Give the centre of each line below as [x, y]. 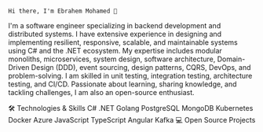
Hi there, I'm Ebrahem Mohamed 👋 [63, 11]
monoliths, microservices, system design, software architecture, [112, 59]
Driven [19, 67]
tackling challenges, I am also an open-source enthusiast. [101, 92]
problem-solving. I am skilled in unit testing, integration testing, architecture [130, 76]
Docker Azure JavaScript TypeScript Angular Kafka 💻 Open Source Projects [132, 120]
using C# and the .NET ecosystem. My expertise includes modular [115, 51]
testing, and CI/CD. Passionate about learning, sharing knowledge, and [122, 84]
